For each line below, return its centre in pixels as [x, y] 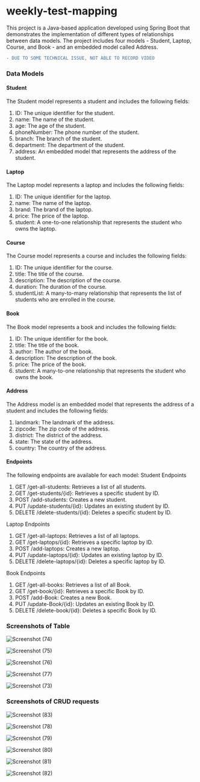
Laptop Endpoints [28, 524]
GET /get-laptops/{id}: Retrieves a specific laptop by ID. [84, 542]
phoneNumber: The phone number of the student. [77, 132]
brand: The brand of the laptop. [54, 210]
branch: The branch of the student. [58, 138]
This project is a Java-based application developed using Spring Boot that [98, 28]
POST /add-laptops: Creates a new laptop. [67, 548]
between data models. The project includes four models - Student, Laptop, [99, 40]
